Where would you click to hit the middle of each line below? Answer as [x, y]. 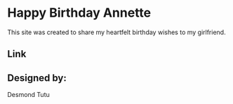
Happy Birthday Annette [79, 13]
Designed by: [37, 78]
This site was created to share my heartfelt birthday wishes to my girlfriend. [116, 32]
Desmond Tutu [29, 95]
